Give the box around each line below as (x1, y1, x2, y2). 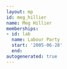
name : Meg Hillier (6, 20, 52, 26)
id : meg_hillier (6, 14, 47, 20)
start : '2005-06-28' (11, 43, 63, 49)
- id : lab (6, 31, 31, 37)
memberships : (6, 25, 39, 32)
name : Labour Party (11, 37, 60, 43)
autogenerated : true (6, 53, 58, 59)
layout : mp (6, 8, 33, 15)
